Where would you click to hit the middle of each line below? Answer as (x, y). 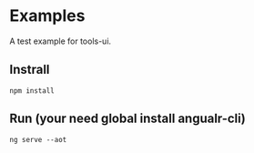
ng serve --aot (38, 139)
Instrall (30, 70)
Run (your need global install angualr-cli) (127, 119)
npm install (32, 91)
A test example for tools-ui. (61, 41)
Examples (47, 16)
